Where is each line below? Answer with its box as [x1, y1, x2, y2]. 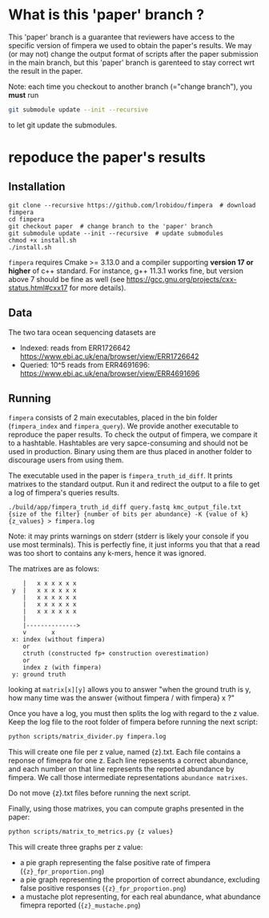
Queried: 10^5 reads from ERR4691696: [19, 360, 151, 369]
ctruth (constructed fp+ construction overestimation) [22, 650, 210, 658]
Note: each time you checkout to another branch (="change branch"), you [8, 82, 253, 91]
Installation [8, 180, 66, 194]
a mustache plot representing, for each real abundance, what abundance [19, 892, 261, 902]
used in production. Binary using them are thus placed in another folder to [8, 447, 252, 457]
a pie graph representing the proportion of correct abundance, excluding [19, 875, 260, 884]
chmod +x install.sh [8, 236, 78, 244]
